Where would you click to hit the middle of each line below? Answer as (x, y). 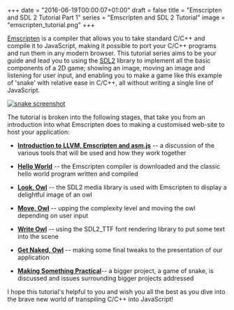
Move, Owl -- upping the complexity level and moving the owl (106, 208)
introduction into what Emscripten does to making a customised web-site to (116, 124)
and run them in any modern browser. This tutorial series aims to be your (112, 53)
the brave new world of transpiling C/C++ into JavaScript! (90, 299)
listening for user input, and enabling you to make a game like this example (115, 75)
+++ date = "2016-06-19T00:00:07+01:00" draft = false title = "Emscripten (115, 10)
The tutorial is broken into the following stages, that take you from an (107, 117)
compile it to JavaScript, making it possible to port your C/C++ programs (112, 46)
